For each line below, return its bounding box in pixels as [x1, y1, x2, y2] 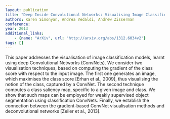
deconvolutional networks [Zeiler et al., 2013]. [5, 108, 101, 114]
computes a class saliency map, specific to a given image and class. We [5, 87, 156, 93]
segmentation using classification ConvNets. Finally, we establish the [5, 97, 149, 103]
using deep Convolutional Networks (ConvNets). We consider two [5, 59, 143, 66]
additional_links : [5, 31, 44, 36]
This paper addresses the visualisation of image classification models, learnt [5, 54, 165, 60]
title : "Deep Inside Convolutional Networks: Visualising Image [5, 12, 144, 17]
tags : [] [5, 41, 24, 46]
